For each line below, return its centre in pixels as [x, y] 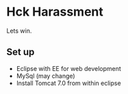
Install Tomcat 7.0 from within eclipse [68, 83]
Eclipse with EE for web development [68, 68]
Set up [21, 52]
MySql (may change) [46, 76]
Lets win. [19, 31]
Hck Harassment [55, 12]
